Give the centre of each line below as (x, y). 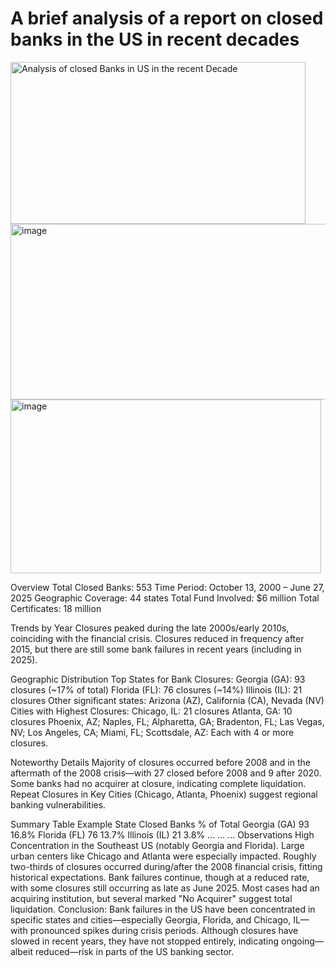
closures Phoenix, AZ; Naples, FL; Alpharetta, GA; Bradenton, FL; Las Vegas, (167, 721)
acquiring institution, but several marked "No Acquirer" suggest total (151, 898)
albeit (21, 951)
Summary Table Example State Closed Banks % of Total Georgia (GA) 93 (160, 824)
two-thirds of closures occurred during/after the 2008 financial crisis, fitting (166, 866)
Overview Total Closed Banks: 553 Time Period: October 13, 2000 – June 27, (167, 587)
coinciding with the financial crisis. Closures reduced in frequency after (157, 638)
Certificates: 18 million (56, 608)
